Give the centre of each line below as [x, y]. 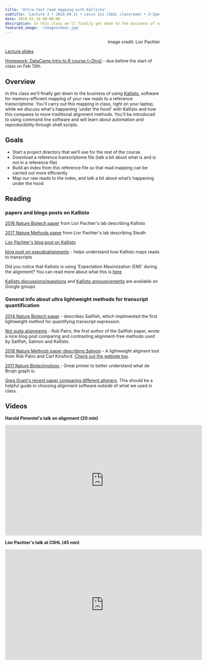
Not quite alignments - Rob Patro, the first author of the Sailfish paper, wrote [82, 331]
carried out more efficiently [40, 173]
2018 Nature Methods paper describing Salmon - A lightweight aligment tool [82, 351]
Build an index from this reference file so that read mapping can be [80, 167]
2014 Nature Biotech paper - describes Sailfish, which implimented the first [81, 316]
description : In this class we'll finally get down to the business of [80, 23]
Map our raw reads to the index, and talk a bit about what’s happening [83, 178]
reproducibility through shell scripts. [42, 125]
